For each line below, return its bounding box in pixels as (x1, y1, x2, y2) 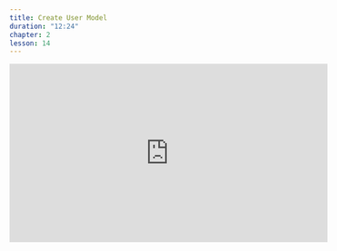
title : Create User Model (9, 13, 107, 23)
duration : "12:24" (9, 22, 79, 31)
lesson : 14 (9, 38, 51, 48)
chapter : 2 (9, 30, 51, 39)
